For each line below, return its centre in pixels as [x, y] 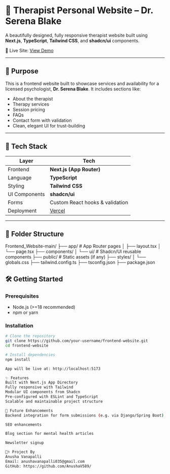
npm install [18, 359]
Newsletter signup [25, 443]
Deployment [22, 210]
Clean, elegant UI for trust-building [49, 125]
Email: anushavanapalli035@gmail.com [45, 461]
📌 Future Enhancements [29, 410]
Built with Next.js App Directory [42, 383]
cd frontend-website [27, 346]
